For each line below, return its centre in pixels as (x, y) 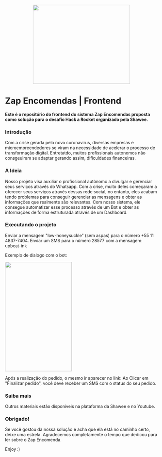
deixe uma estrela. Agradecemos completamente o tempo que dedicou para (81, 435)
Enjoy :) (13, 449)
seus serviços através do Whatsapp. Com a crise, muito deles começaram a (81, 186)
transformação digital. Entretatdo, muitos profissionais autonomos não (75, 153)
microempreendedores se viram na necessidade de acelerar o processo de (80, 148)
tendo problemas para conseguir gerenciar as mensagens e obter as (73, 197)
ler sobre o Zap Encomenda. (33, 440)
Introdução (18, 132)
